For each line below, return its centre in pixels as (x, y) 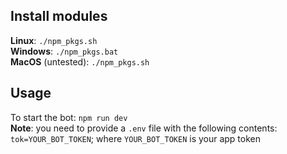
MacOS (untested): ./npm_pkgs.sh (80, 61)
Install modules (59, 16)
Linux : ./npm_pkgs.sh (54, 40)
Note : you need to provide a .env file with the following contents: (144, 128)
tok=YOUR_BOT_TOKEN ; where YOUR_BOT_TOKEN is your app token (136, 138)
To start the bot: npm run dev (69, 117)
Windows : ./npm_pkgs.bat (64, 51)
